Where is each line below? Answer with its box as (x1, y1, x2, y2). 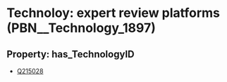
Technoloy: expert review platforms (6, 5, 220, 21)
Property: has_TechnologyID (6, 48, 135, 60)
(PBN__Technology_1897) (6, 20, 157, 36)
